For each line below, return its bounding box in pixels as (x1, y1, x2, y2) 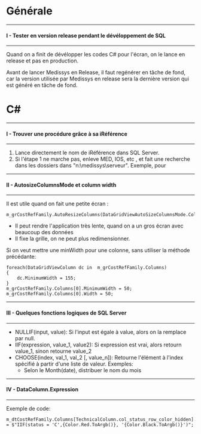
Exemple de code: (6, 405, 51, 412)
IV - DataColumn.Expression (6, 386, 79, 393)
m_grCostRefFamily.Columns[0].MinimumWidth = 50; (6, 286, 133, 292)
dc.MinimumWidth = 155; (17, 275, 77, 282)
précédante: (6, 253, 36, 261)
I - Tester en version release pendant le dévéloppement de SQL (6, 32, 166, 39)
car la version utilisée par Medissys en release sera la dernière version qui (6, 75, 190, 82)
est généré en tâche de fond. (6, 82, 78, 89)
